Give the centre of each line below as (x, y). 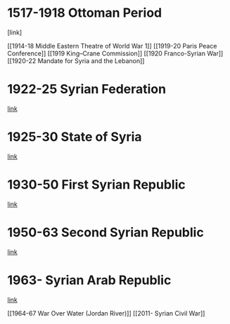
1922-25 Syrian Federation (87, 89)
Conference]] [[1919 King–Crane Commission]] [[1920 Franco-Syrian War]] (115, 53)
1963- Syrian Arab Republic (89, 280)
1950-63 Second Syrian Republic (106, 232)
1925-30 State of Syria (75, 137)
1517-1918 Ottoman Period (85, 13)
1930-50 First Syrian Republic (96, 184)
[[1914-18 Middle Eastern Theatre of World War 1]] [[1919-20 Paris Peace (112, 46)
